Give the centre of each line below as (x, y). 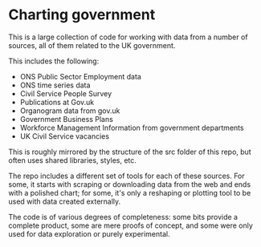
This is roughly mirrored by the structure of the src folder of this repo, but (130, 152)
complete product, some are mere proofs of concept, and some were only (130, 225)
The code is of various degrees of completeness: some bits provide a (123, 217)
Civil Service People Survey (66, 93)
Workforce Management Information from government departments (132, 128)
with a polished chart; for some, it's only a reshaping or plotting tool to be (130, 192)
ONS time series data (55, 85)
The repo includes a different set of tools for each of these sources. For (126, 176)
